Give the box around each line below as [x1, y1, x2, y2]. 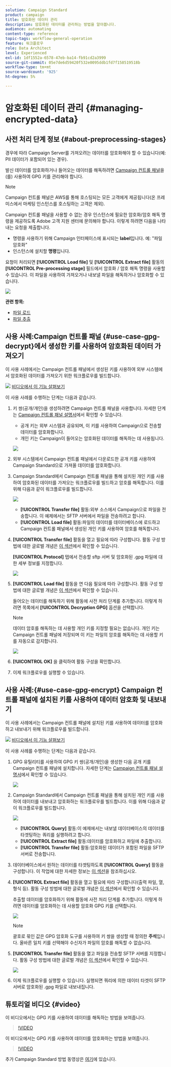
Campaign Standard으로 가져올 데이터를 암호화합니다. [12, 462, 121, 468]
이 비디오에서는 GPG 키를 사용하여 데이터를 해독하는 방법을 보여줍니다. [5, 1015, 145, 1021]
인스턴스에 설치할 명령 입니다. [12, 248, 70, 254]
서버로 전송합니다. [20, 851, 56, 857]
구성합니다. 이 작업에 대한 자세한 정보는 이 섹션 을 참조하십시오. [12, 868, 137, 874]
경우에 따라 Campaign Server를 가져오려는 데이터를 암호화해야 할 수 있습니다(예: [5, 150, 166, 156]
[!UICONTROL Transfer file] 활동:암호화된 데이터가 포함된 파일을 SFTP [20, 844, 164, 850]
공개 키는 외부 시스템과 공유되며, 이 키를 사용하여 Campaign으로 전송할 [20, 422, 162, 428]
